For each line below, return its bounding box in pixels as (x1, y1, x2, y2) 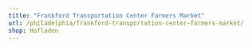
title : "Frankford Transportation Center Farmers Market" (8, 11, 205, 20)
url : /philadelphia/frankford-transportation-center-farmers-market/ (8, 19, 245, 27)
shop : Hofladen (8, 26, 59, 34)
